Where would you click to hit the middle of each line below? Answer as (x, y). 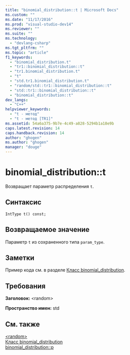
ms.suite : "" (19, 34)
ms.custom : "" (20, 15)
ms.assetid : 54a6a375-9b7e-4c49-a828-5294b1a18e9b (60, 123)
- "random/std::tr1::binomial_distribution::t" (61, 85)
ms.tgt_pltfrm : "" (25, 48)
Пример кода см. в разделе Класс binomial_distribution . (65, 270)
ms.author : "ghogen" (27, 142)
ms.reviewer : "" (22, 29)
